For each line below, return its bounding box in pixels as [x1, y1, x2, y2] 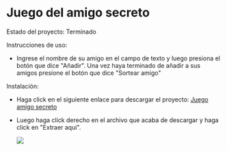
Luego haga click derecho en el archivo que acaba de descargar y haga [16, 115, 219, 124]
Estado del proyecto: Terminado [6, 27, 96, 36]
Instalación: [6, 82, 39, 90]
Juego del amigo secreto [6, 5, 150, 21]
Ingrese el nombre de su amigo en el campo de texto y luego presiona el [16, 54, 220, 62]
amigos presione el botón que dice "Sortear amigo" [16, 69, 161, 77]
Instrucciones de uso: [6, 40, 68, 49]
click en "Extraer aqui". [16, 123, 81, 131]
